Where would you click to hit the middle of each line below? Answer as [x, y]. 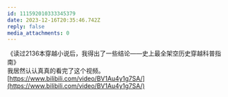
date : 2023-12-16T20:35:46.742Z [54, 20]
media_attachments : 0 [38, 33]
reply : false [26, 26]
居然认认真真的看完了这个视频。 [59, 71]
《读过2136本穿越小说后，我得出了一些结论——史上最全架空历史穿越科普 [111, 53]
